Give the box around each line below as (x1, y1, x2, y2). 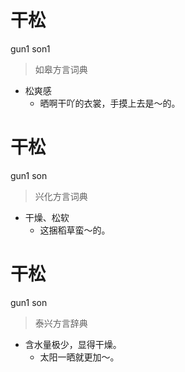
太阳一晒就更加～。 (39, 351, 120, 363)
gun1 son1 (10, 42, 51, 55)
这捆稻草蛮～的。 (39, 224, 111, 236)
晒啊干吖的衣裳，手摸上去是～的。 (39, 97, 181, 109)
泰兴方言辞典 (34, 317, 88, 329)
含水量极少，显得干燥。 (24, 338, 122, 350)
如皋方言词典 (34, 63, 88, 75)
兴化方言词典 (34, 190, 88, 202)
